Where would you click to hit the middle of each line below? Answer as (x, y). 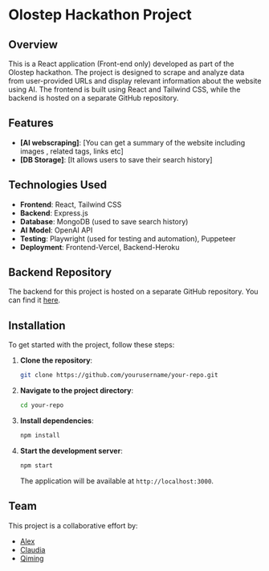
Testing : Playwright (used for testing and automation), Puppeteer (128, 238)
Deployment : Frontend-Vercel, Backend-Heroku (100, 247)
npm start (37, 465)
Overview (33, 45)
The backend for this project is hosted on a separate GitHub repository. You (133, 292)
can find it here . (35, 300)
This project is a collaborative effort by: (73, 525)
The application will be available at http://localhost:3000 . (117, 481)
